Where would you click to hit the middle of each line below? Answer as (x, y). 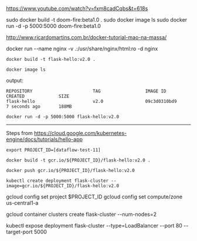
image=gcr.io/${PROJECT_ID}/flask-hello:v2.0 (62, 186)
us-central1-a (22, 203)
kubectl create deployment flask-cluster (57, 181)
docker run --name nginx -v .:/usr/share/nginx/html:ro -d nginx (82, 49)
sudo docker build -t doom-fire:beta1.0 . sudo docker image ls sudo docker (97, 20)
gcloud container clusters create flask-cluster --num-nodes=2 (81, 214)
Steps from (20, 133)
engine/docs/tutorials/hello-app (45, 139)
